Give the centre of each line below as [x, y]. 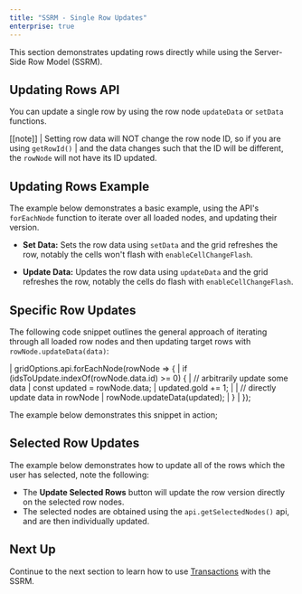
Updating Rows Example [80, 186]
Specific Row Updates [73, 310]
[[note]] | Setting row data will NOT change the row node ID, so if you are [146, 139]
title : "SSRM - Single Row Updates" [78, 18]
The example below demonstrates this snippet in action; [114, 415]
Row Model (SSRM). [66, 61]
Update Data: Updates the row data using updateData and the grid [145, 272]
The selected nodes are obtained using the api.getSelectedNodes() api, [156, 511]
